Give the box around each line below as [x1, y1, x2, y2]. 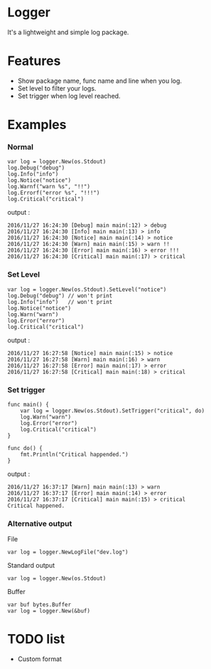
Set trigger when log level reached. [17, 91, 121, 100]
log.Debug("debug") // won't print [7, 292, 113, 300]
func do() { [7, 444, 43, 451]
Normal [7, 142, 34, 152]
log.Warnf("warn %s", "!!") [7, 183, 91, 190]
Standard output [7, 561, 55, 570]
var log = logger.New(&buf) [7, 608, 91, 615]
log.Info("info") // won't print [7, 298, 113, 305]
